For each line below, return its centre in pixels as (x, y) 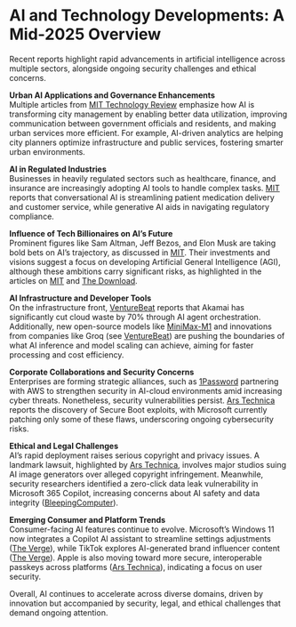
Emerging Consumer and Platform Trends (88, 519)
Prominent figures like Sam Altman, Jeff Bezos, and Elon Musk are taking (143, 243)
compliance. (32, 216)
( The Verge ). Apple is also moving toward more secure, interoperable (136, 558)
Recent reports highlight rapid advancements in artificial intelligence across (148, 59)
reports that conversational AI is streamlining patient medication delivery (142, 197)
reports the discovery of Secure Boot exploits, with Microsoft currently (138, 409)
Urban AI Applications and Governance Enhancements (112, 95)
